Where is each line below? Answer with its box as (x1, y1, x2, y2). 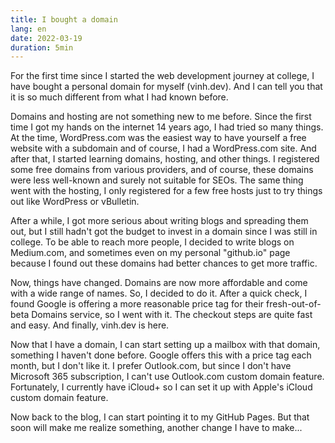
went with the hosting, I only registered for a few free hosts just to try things (10, 185, 323, 197)
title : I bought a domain (10, 14, 118, 25)
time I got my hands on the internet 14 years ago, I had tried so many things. (10, 121, 324, 133)
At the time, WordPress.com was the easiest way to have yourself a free (10, 132, 307, 144)
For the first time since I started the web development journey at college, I (10, 70, 315, 82)
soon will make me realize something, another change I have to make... (10, 422, 303, 434)
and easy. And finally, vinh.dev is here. (10, 319, 170, 331)
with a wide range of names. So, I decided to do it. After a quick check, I (10, 287, 308, 300)
